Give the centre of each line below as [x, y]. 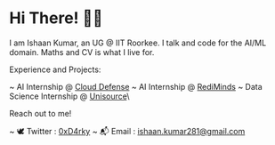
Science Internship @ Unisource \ [70, 96]
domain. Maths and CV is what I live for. [82, 52]
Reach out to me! [40, 113]
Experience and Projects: [55, 69]
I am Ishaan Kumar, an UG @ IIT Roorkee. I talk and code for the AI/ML [138, 43]
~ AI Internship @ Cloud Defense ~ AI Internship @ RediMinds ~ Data [136, 86]
